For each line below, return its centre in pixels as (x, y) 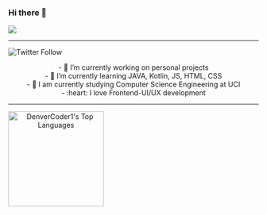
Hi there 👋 (28, 13)
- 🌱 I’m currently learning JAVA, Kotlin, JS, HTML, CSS (133, 76)
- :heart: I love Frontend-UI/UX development (133, 93)
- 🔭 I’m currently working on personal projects (133, 67)
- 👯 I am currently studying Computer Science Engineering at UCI (133, 84)
